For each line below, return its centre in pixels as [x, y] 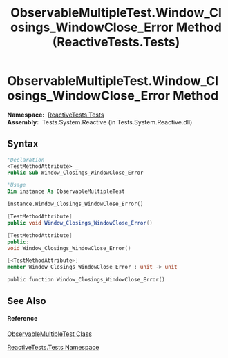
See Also [27, 301]
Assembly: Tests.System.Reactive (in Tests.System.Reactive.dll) [100, 122]
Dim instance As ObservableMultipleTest [66, 191]
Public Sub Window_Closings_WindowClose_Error [75, 173]
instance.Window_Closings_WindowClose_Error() [75, 204]
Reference [22, 319]
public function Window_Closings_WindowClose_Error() [86, 280]
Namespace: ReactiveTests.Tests [56, 115]
